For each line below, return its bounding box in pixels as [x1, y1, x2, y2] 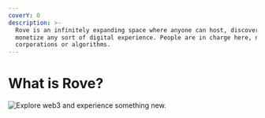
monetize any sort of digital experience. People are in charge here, [15, 33, 252, 42]
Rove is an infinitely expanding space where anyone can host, [15, 26, 227, 34]
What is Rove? [8, 75, 104, 93]
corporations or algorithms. [15, 41, 111, 49]
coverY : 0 [8, 11, 41, 20]
